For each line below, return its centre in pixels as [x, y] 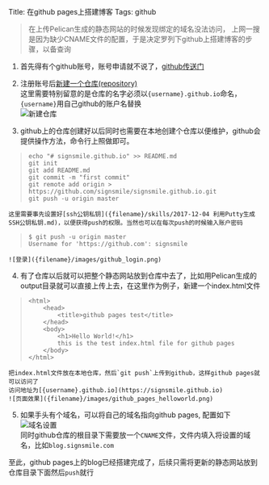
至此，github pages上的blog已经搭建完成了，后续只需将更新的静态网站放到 [133, 462]
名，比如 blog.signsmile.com [67, 445]
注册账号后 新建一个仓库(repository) [79, 84]
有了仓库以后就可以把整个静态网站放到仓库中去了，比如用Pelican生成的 [138, 276]
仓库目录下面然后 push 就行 [51, 472]
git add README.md [59, 170]
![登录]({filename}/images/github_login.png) [85, 260]
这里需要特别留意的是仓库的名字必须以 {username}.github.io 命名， [130, 94]
